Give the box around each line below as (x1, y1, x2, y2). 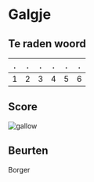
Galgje (8, 6, 52, 24)
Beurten (8, 144, 49, 158)
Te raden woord (8, 37, 86, 50)
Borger (8, 165, 31, 174)
